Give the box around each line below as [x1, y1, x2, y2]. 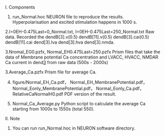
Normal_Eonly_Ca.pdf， [96, 85, 145, 91]
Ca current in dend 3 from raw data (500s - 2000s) [5, 60, 109, 65]
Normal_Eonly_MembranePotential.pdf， [12, 85, 95, 91]
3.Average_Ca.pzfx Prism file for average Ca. [5, 69, 97, 75]
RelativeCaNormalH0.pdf [12, 91, 63, 97]
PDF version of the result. [64, 91, 116, 97]
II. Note [5, 116, 20, 121]
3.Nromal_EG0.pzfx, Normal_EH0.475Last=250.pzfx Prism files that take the [5, 49, 161, 55]
